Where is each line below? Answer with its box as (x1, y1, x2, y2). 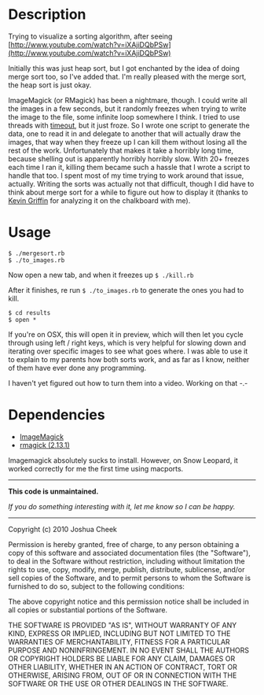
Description (8, 6, 86, 24)
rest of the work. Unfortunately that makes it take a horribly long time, (8, 146, 234, 155)
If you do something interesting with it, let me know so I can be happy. (8, 501, 236, 511)
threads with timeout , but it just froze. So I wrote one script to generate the (8, 120, 250, 130)
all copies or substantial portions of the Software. (8, 604, 167, 615)
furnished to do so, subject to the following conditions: (8, 581, 185, 591)
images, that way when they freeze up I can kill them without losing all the (8, 137, 247, 146)
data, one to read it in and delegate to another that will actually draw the (8, 128, 241, 139)
